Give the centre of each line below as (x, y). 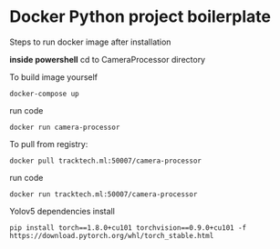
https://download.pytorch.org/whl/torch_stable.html (112, 235)
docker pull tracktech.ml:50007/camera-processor (106, 161)
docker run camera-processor (65, 127)
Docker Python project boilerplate (140, 17)
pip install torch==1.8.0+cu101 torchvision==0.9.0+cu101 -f (128, 228)
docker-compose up (44, 94)
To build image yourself (54, 77)
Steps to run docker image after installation (90, 42)
